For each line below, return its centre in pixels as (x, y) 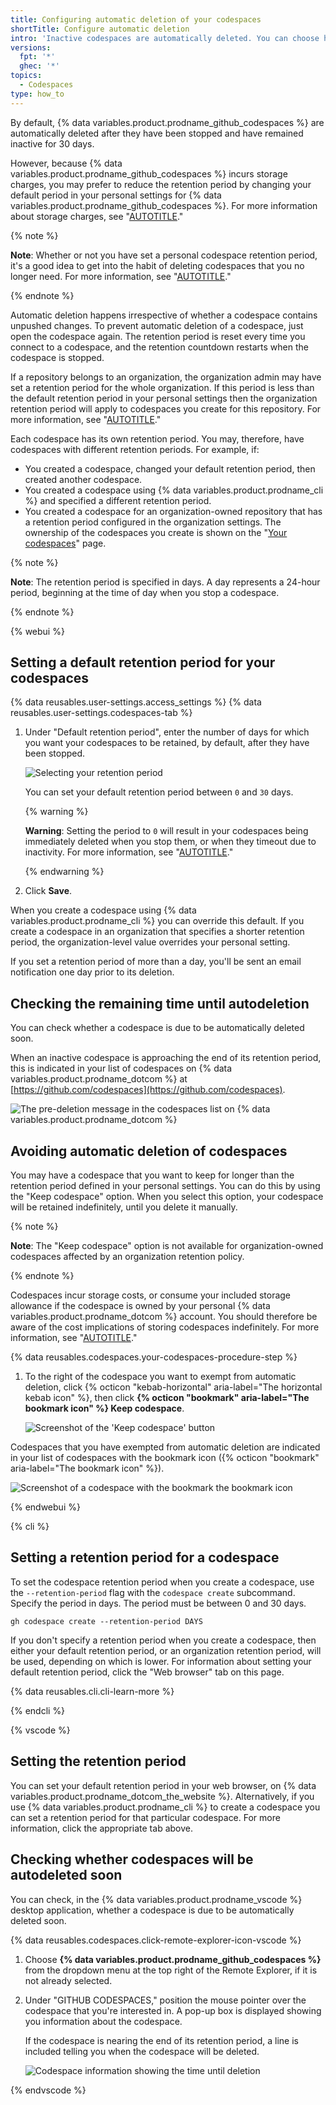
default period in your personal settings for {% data (116, 195)
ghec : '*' (39, 66)
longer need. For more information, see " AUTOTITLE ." (121, 276)
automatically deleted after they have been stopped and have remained (157, 133)
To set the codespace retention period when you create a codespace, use (162, 1582)
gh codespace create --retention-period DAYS (106, 1621)
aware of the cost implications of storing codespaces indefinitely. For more (165, 1327)
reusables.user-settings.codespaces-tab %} (101, 713)
